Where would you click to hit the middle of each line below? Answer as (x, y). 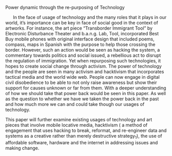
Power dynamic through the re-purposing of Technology (65, 7)
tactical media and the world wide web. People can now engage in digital (83, 77)
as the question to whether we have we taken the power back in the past (82, 99)
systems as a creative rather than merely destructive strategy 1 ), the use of (84, 137)
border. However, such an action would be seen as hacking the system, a (83, 50)
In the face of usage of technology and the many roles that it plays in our (90, 17)
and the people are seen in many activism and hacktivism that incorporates (85, 72)
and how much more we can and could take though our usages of (75, 104)
